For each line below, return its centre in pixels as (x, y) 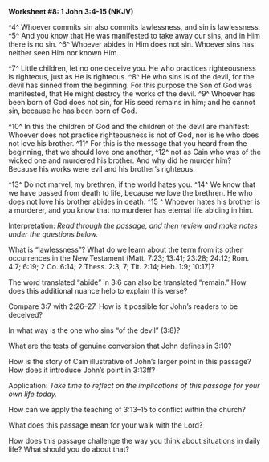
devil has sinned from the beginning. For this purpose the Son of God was (130, 85)
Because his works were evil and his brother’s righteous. (102, 169)
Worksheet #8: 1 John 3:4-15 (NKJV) (71, 12)
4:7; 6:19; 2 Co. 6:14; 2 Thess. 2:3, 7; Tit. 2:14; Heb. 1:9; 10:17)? (112, 267)
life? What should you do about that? (69, 449)
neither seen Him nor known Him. (63, 53)
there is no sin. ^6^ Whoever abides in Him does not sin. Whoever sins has (131, 44)
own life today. (33, 394)
